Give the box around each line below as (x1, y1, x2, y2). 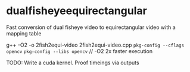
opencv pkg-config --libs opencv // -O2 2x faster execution (6, 47, 153, 54)
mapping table (6, 30, 42, 37)
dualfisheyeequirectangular (6, 4, 147, 18)
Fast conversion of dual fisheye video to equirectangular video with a (6, 24, 176, 31)
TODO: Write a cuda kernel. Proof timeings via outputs (6, 59, 139, 66)
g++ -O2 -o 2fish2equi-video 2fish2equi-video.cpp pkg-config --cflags (6, 41, 185, 48)
